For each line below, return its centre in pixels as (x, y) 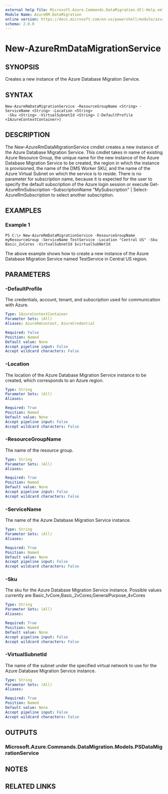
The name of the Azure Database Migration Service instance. (68, 520)
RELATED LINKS (30, 786)
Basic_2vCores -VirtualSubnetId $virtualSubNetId (58, 244)
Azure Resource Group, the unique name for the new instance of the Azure (82, 157)
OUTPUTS (21, 733)
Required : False (22, 332)
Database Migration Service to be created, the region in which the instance (82, 163)
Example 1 (18, 225)
